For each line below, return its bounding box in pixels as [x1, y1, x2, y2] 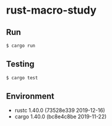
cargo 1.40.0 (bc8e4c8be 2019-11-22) [14, 113, 107, 120]
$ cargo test [6, 75, 38, 80]
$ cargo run [6, 43, 35, 49]
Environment [6, 91, 55, 101]
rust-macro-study [6, 4, 97, 17]
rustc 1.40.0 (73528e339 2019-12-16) [14, 107, 106, 114]
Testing [6, 59, 35, 69]
